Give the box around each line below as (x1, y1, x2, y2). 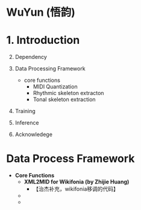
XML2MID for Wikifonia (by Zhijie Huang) (23, 178, 130, 185)
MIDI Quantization (33, 83, 78, 90)
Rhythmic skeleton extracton (33, 90, 104, 97)
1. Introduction (6, 34, 80, 47)
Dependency (14, 54, 47, 61)
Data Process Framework (6, 152, 135, 165)
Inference (14, 119, 39, 126)
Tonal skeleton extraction (33, 96, 96, 103)
